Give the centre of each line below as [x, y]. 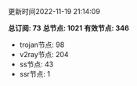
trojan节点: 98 [42, 45]
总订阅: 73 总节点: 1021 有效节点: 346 [68, 28]
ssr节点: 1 [35, 74]
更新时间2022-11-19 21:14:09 [54, 11]
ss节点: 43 [36, 64]
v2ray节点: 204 [44, 54]
